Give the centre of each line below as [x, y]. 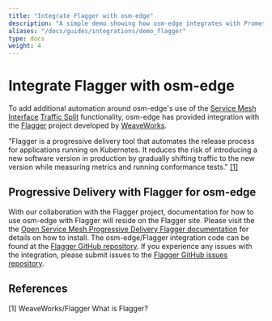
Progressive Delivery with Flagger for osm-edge [132, 192]
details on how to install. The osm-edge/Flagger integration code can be [129, 237]
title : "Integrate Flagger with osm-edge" [81, 16]
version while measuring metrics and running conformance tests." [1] [123, 167]
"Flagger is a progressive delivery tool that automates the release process [132, 141]
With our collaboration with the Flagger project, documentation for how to [131, 212]
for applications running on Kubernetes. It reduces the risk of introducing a [133, 150]
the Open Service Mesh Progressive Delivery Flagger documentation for [129, 229]
